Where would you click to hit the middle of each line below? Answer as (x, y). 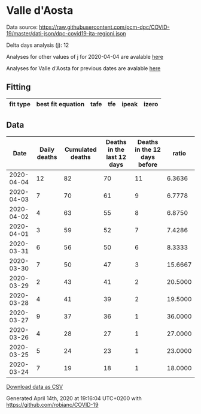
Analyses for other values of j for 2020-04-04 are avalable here (85, 56)
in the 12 (148, 149)
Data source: (22, 27)
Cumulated (81, 149)
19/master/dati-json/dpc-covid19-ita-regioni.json (66, 33)
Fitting (19, 87)
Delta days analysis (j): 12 (38, 45)
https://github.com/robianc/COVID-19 (52, 404)
